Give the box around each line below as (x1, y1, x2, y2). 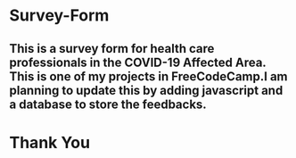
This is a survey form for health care (9, 41, 215, 56)
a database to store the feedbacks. (9, 96, 207, 112)
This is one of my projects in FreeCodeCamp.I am (9, 69, 288, 84)
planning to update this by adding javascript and (9, 82, 284, 98)
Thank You (9, 132, 91, 153)
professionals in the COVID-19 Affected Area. (9, 54, 267, 70)
